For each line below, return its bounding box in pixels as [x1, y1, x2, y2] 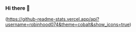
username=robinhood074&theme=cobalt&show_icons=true [5, 21, 130, 27]
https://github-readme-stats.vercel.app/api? [7, 16, 99, 22]
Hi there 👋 [5, 5, 31, 12]
